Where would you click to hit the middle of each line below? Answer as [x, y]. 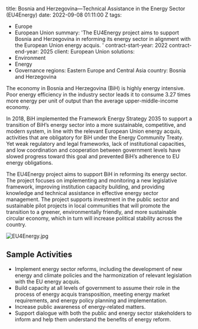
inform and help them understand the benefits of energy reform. [93, 319]
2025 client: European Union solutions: [87, 52]
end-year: [27, 52]
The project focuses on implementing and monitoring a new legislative [92, 181]
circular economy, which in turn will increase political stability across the [94, 218]
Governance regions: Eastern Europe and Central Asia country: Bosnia [100, 70]
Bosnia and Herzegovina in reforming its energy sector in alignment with [103, 39]
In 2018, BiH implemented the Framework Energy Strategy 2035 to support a [99, 119]
